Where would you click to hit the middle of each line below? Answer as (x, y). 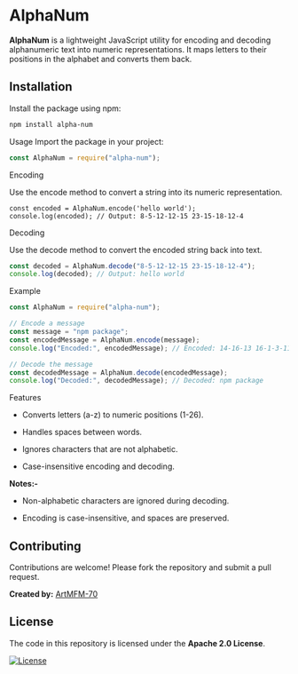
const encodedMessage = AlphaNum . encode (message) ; (105, 340)
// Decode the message (51, 364)
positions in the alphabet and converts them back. (101, 59)
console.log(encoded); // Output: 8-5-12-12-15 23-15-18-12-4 (126, 216)
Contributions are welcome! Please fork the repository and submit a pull (141, 567)
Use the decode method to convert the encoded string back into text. (136, 250)
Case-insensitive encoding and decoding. (98, 466)
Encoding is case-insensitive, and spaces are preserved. (125, 518)
